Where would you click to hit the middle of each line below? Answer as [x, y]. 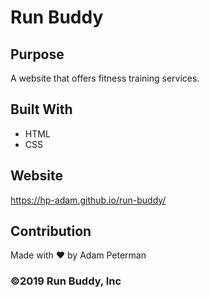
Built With [41, 109]
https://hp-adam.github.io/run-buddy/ [88, 200]
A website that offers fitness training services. [105, 78]
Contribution [51, 231]
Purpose [37, 54]
